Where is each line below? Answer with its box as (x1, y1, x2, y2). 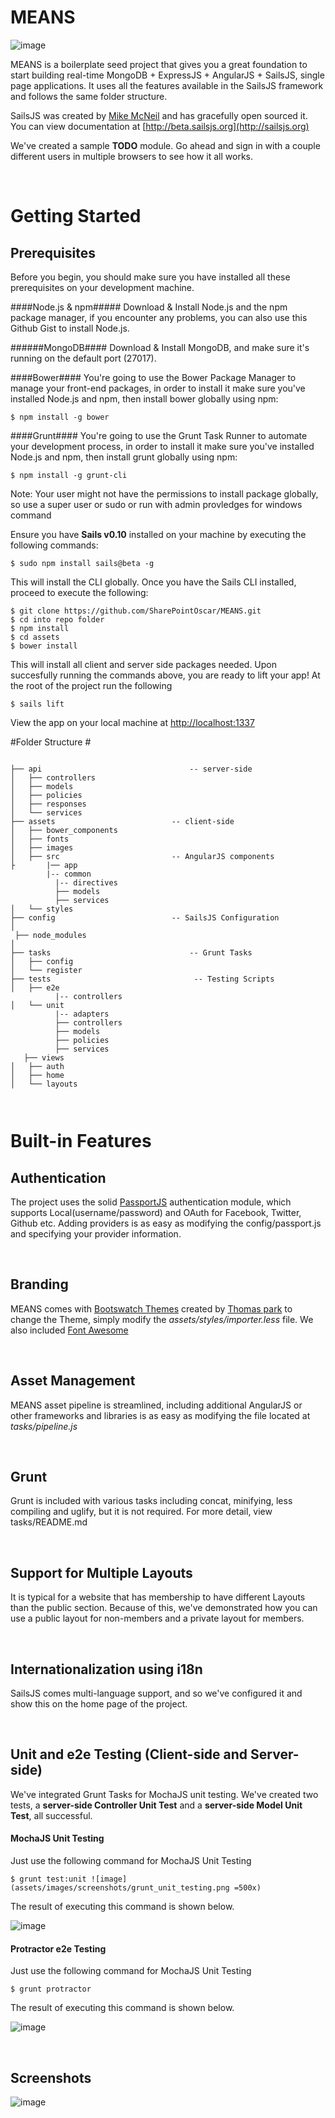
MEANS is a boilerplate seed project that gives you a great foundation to (10, 58, 308, 70)
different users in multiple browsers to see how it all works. (10, 150, 254, 162)
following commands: (10, 539, 99, 551)
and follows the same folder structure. (10, 90, 168, 102)
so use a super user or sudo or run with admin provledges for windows (10, 498, 303, 510)
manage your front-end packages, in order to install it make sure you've (10, 382, 306, 394)
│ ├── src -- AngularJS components (10, 851, 275, 861)
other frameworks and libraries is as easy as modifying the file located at (10, 1409, 311, 1421)
